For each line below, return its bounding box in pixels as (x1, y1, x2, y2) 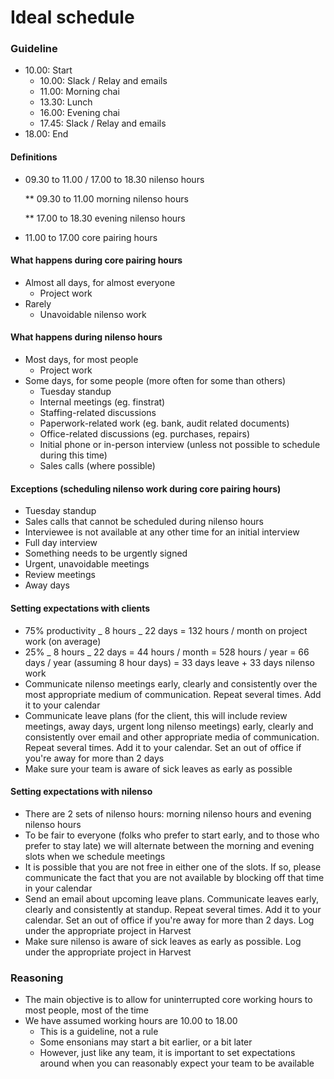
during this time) (39, 449, 108, 461)
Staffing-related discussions (39, 407, 157, 419)
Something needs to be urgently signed (24, 547, 188, 560)
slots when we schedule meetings (24, 850, 166, 862)
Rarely (24, 297, 52, 310)
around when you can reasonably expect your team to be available (39, 1057, 315, 1069)
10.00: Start (24, 64, 73, 76)
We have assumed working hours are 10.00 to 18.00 (24, 1015, 238, 1026)
